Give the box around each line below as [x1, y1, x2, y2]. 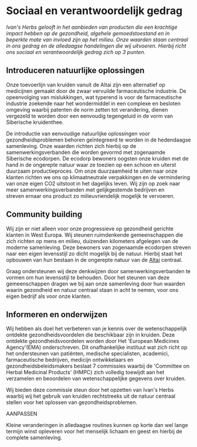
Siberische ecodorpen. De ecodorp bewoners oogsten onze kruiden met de [6, 154, 189, 162]
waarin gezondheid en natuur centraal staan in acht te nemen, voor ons [6, 286, 179, 293]
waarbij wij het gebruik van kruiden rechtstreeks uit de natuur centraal [6, 392, 176, 400]
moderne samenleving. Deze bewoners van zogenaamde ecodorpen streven [6, 244, 191, 251]
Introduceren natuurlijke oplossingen [6, 66, 145, 76]
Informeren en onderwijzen [6, 310, 108, 320]
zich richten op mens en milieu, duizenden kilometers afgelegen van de [6, 237, 179, 244]
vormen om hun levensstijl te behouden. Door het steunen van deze [6, 274, 170, 281]
